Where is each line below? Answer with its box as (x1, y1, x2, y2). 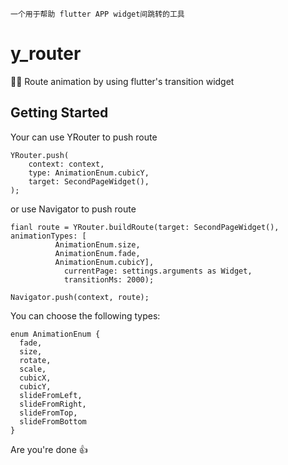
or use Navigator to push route (10, 203, 137, 215)
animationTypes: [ (10, 231, 87, 241)
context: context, (28, 159, 105, 169)
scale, (19, 364, 47, 374)
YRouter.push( (10, 150, 70, 160)
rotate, (19, 355, 52, 365)
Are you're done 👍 (10, 443, 88, 455)
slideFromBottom (19, 416, 87, 427)
